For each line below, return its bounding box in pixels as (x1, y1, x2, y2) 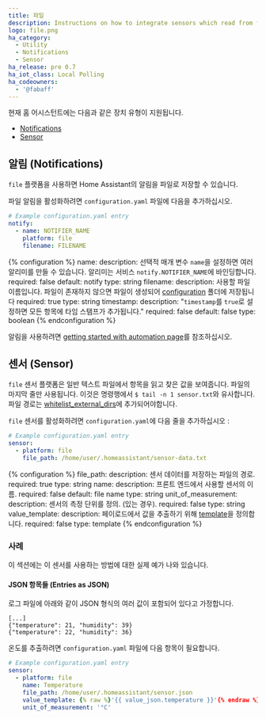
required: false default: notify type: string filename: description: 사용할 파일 (8, 276, 251, 286)
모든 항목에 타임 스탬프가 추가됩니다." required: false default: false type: (28, 306, 256, 316)
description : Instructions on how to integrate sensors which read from (8, 19, 253, 27)
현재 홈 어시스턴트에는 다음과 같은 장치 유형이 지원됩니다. (8, 108, 184, 117)
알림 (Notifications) (8, 157, 104, 170)
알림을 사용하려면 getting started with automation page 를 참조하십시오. (8, 332, 233, 341)
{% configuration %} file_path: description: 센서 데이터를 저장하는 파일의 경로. (8, 469, 256, 479)
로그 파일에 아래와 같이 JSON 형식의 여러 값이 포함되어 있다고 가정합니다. (8, 599, 234, 608)
